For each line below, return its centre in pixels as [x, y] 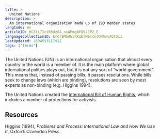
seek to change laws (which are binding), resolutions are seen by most [76, 80]
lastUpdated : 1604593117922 [33, 41]
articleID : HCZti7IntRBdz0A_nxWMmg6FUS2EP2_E [52, 32]
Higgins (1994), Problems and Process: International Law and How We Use [80, 126]
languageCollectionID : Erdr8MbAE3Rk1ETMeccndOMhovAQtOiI [64, 37]
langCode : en [18, 28]
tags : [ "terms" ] [21, 46]
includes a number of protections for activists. [51, 99]
